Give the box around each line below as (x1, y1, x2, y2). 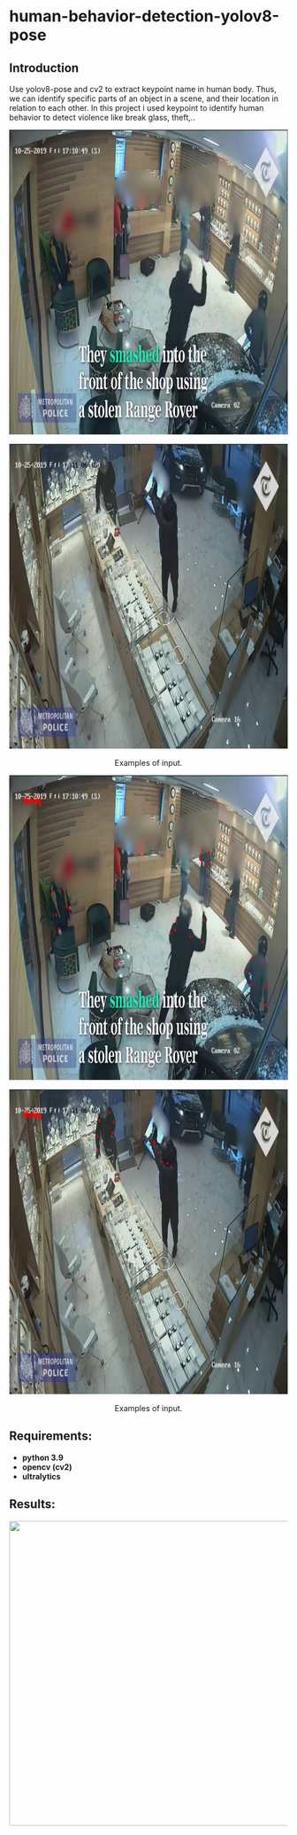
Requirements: (9, 1429, 93, 1444)
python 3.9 (21, 1452, 64, 1463)
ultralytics (21, 1471, 61, 1481)
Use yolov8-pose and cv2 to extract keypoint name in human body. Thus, (9, 84, 277, 94)
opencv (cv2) (21, 1461, 72, 1472)
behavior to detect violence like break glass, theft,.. (9, 113, 196, 122)
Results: (9, 1496, 56, 1512)
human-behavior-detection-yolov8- (9, 6, 280, 27)
